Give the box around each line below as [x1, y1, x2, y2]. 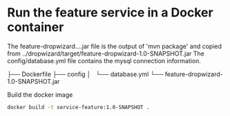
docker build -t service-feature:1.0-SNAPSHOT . [7, 104, 150, 111]
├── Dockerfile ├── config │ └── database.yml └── [7, 70, 164, 78]
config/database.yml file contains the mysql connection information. [7, 56, 202, 65]
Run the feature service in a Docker [7, 5, 213, 21]
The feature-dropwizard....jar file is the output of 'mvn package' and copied [7, 42, 222, 50]
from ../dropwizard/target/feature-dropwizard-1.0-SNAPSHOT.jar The [7, 49, 205, 58]
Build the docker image [7, 91, 73, 99]
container [7, 19, 64, 35]
